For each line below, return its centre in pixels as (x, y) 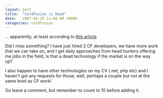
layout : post (18, 9)
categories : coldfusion (29, 23)
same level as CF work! (28, 81)
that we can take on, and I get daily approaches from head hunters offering (80, 51)
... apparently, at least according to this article (51, 37)
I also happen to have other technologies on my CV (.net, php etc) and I (77, 71)
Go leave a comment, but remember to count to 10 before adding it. (72, 90)
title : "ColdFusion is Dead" (36, 14)
